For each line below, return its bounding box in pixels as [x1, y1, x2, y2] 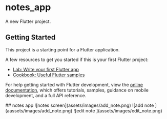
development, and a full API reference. [5, 92, 87, 98]
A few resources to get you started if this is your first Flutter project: [5, 56, 149, 63]
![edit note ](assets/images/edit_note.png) [73, 107, 162, 113]
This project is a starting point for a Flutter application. [5, 46, 120, 52]
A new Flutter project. [5, 18, 51, 24]
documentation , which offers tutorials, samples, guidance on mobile [5, 87, 149, 93]
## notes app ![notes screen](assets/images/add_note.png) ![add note [5, 102, 154, 108]
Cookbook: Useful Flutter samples [12, 72, 85, 78]
